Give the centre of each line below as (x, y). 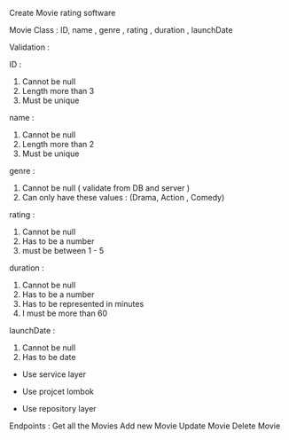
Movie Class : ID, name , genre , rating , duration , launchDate (121, 30)
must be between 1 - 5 (63, 251)
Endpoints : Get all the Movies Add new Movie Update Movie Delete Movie (145, 426)
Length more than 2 (58, 144)
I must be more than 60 (65, 313)
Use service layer (54, 374)
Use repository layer (59, 409)
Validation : (30, 47)
